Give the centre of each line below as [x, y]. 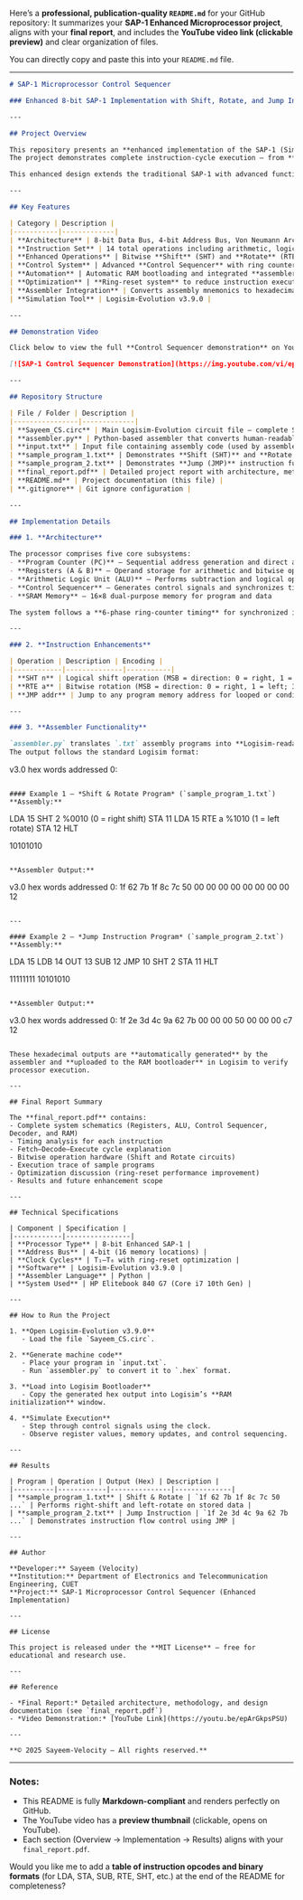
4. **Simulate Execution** [60, 1418]
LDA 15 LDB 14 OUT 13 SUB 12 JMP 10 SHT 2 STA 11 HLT [114, 961]
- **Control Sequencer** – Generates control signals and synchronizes [147, 588]
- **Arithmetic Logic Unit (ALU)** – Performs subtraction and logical [147, 579]
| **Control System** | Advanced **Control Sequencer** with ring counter [153, 266]
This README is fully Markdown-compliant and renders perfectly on [151, 1801]
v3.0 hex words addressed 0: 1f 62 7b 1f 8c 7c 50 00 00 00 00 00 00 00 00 [150, 887]
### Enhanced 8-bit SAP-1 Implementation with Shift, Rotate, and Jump [147, 100]
